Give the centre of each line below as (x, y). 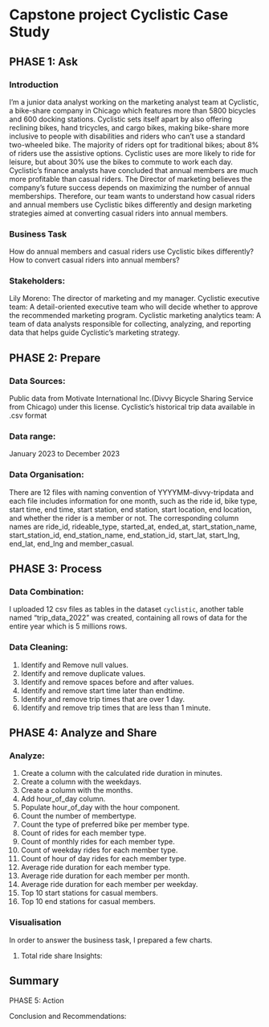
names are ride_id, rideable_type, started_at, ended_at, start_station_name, (133, 526)
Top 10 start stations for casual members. (90, 893)
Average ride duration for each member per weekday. (109, 885)
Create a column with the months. (77, 790)
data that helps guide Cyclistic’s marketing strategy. (94, 332)
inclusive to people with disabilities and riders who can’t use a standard (127, 136)
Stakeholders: (37, 281)
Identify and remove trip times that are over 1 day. (103, 699)
